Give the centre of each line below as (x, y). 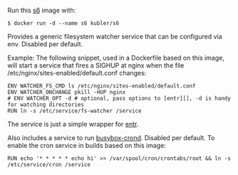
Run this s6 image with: (42, 10)
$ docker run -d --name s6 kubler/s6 (63, 23)
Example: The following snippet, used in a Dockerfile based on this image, (116, 58)
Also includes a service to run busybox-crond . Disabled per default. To (111, 138)
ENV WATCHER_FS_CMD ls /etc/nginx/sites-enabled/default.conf (102, 86)
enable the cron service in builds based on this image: (87, 145)
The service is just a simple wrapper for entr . (73, 124)
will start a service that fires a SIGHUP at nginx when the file (96, 65)
